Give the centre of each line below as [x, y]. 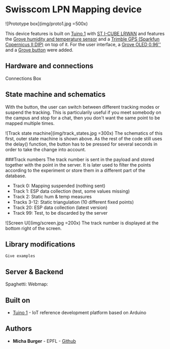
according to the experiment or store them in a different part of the [75, 170]
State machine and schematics [55, 95]
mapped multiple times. [30, 123]
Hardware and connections [49, 66]
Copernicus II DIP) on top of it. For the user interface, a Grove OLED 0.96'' [83, 44]
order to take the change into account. [46, 149]
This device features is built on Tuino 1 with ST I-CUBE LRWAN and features [85, 33]
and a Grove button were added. [39, 50]
